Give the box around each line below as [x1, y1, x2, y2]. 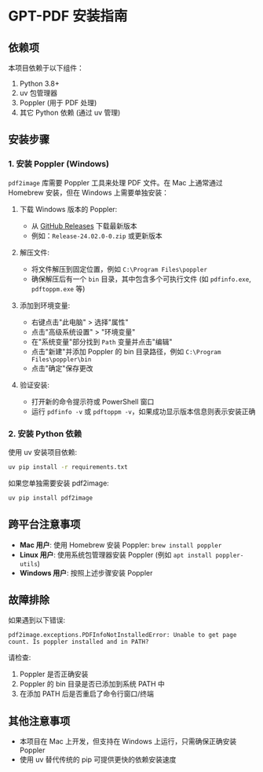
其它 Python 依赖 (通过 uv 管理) [19, 108, 121, 117]
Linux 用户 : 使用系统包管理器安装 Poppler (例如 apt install [19, 550, 213, 559]
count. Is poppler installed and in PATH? [8, 638, 149, 646]
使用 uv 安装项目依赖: [8, 447, 78, 456]
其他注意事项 [8, 714, 71, 727]
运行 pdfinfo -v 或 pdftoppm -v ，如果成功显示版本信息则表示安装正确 [31, 406, 256, 416]
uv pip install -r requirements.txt [8, 463, 128, 471]
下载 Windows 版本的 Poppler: [19, 204, 118, 214]
